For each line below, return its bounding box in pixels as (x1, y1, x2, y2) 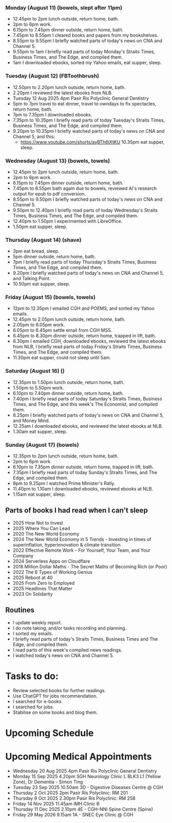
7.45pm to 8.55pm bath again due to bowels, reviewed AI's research (12, 185, 157, 191)
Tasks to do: (5, 670, 59, 682)
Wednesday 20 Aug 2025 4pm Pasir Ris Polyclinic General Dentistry (12, 767, 157, 774)
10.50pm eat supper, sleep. (12, 281, 70, 287)
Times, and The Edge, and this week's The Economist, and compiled (12, 401, 158, 407)
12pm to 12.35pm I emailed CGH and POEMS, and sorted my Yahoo (12, 305, 155, 311)
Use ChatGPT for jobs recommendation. (12, 693, 98, 699)
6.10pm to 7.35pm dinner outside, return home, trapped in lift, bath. (12, 464, 154, 470)
